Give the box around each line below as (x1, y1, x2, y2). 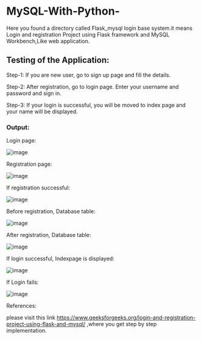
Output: (6, 123, 30, 132)
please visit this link (6, 314, 56, 321)
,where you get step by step (86, 321, 157, 328)
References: (6, 302, 37, 310)
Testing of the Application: (6, 55, 110, 65)
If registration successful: (6, 184, 71, 191)
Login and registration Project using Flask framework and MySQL (6, 30, 170, 38)
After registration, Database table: (6, 232, 91, 239)
